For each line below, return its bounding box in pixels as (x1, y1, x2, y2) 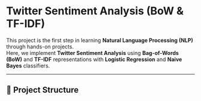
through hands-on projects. (6, 43, 74, 50)
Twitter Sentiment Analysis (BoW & (6, 4, 184, 18)
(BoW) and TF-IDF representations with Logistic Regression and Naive (6, 56, 182, 63)
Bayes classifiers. (6, 62, 50, 69)
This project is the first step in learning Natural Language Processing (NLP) (6, 36, 193, 44)
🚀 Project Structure (6, 85, 79, 95)
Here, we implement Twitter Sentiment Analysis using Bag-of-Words (6, 49, 179, 56)
